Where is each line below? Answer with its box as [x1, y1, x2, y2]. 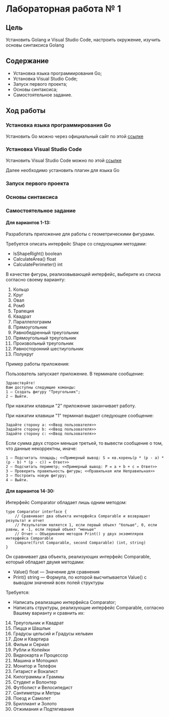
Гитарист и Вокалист [13, 668, 59, 674]
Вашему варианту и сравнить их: [13, 610, 85, 616]
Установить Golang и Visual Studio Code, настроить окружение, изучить [6, 37, 161, 43]
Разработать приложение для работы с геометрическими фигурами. [6, 231, 155, 237]
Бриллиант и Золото [13, 700, 57, 706]
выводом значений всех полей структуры [13, 579, 104, 586]
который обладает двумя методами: [6, 559, 85, 565]
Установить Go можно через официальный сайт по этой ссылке [6, 133, 144, 139]
